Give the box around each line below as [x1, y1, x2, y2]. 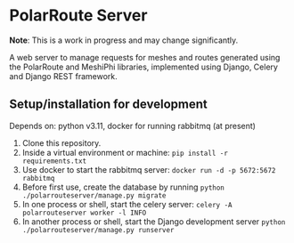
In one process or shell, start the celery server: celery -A [21, 198, 233, 209]
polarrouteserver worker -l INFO [21, 208, 147, 217]
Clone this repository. [21, 137, 102, 148]
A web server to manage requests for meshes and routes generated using [9, 52, 281, 62]
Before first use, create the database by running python [21, 182, 225, 192]
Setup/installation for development [9, 97, 208, 112]
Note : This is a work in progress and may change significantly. [9, 35, 239, 45]
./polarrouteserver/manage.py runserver [21, 225, 175, 234]
